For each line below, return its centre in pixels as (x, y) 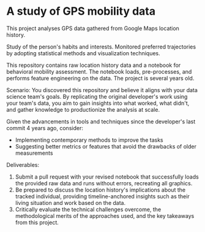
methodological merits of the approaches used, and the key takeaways (105, 215)
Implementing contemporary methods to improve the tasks (89, 140)
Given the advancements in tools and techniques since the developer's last (101, 122)
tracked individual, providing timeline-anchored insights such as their (102, 196)
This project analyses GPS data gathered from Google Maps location (93, 28)
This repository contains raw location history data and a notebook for (94, 65)
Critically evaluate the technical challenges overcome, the (88, 209)
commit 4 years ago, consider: (45, 128)
